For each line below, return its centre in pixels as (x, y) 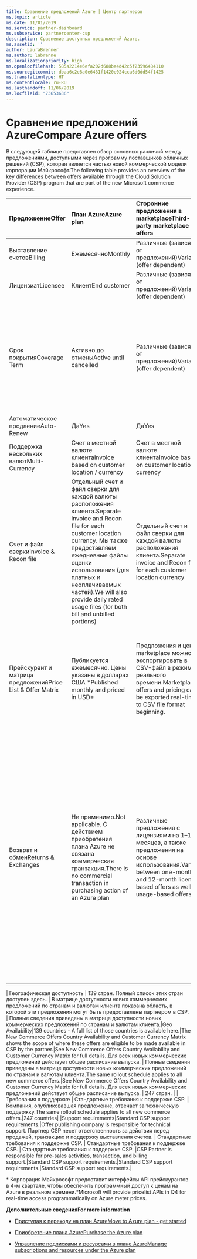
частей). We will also (99, 592)
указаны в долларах (100, 675)
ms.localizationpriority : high (44, 61)
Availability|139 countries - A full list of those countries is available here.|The (98, 1030)
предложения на (159, 850)
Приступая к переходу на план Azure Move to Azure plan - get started (100, 1221)
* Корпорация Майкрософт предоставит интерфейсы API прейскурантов (97, 1179)
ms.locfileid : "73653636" (38, 93)
